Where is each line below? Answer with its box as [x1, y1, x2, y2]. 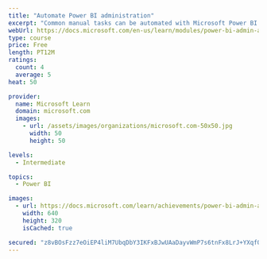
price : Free [8, 41, 48, 49]
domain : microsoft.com [15, 107, 91, 115]
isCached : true [22, 224, 73, 232]
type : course [8, 33, 52, 42]
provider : [8, 92, 41, 100]
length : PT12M [8, 48, 56, 56]
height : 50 [29, 137, 66, 145]
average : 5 [15, 71, 52, 79]
